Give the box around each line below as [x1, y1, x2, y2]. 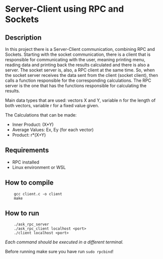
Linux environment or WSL [12, 164, 66, 170]
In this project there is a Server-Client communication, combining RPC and [5, 47, 155, 52]
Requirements [5, 146, 49, 155]
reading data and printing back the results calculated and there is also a [5, 62, 150, 68]
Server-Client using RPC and [5, 3, 124, 15]
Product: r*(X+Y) [12, 132, 46, 138]
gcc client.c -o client [14, 191, 63, 196]
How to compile [5, 179, 54, 187]
